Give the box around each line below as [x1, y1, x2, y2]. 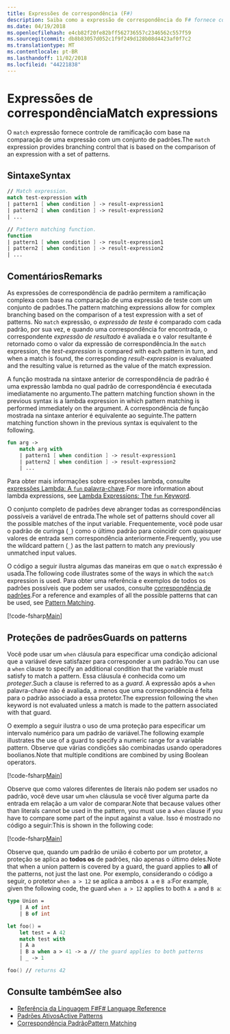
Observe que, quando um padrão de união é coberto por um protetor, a [7, 848, 208, 856]
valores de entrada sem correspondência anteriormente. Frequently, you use [7, 534, 222, 542]
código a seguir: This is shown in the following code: [7, 821, 154, 829]
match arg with [19, 446, 63, 452]
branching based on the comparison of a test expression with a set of [7, 310, 203, 319]
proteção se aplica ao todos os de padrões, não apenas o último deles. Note [7, 855, 221, 864]
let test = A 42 [19, 929, 66, 936]
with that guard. [7, 709, 52, 717]
